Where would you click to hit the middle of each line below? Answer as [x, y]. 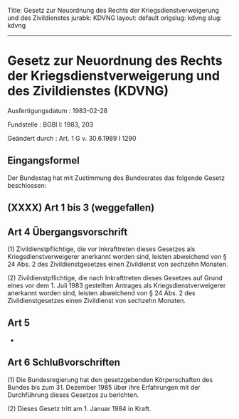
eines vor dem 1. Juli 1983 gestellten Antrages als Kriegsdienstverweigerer [117, 285]
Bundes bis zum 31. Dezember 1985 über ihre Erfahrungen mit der [104, 387]
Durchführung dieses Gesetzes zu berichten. [73, 395]
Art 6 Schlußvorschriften [64, 362]
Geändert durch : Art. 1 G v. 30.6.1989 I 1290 [72, 138]
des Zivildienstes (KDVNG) [88, 91]
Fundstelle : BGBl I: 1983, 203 [51, 124]
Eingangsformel [43, 160]
